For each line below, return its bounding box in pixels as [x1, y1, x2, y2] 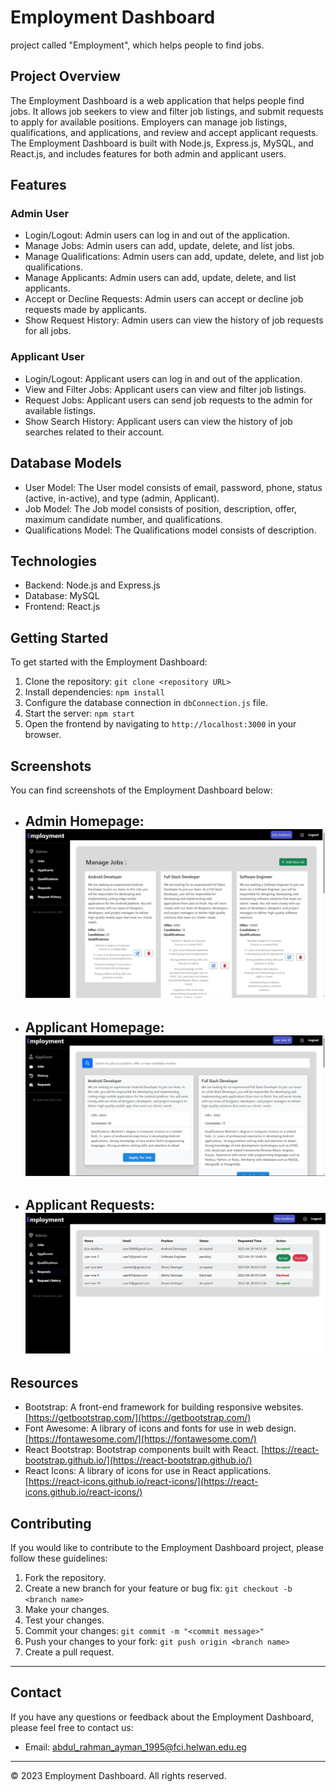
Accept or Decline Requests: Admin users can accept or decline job [24, 293, 304, 305]
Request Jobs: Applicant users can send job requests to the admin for [24, 394, 313, 406]
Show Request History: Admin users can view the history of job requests [24, 314, 324, 326]
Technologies [10, 552, 98, 570]
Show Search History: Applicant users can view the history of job [24, 415, 293, 427]
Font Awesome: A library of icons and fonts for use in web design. [24, 1422, 297, 1435]
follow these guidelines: [10, 1552, 108, 1565]
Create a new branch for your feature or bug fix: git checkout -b [24, 1582, 293, 1595]
